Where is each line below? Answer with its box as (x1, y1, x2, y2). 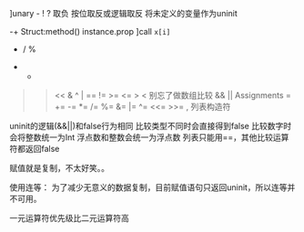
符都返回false (9, 144, 60, 154)
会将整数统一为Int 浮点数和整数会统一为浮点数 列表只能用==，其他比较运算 (9, 132, 289, 143)
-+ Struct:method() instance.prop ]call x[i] (9, 26, 171, 36)
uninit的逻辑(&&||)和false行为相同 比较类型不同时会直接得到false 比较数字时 (9, 121, 292, 131)
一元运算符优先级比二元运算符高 (9, 213, 129, 223)
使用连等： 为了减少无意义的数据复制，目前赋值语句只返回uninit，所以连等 (9, 182, 289, 193)
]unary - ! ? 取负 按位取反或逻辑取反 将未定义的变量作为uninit (9, 8, 238, 18)
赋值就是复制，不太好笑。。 (9, 163, 109, 173)
